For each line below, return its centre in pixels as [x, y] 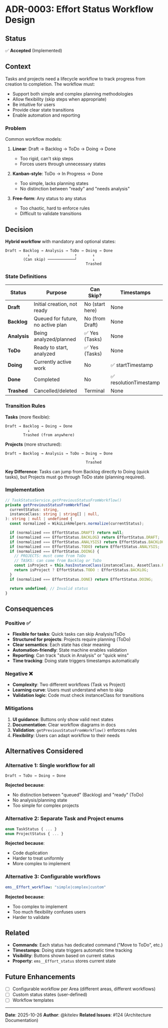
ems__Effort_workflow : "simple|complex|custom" [56, 887]
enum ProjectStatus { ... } [34, 834]
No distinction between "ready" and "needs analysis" [75, 189]
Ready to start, [51, 348]
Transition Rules [25, 406]
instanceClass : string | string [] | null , [54, 514]
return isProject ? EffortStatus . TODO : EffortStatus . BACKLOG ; [81, 570]
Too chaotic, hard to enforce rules [55, 208]
